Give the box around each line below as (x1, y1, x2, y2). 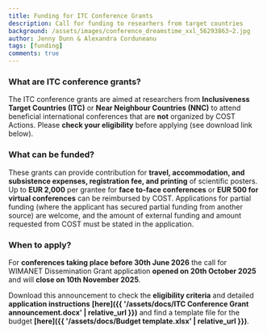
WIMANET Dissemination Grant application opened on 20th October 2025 (8, 266, 257, 276)
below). (8, 129, 34, 138)
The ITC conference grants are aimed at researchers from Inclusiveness (8, 95, 250, 104)
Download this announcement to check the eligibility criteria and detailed (8, 290, 254, 300)
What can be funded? (8, 149, 95, 160)
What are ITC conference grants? (8, 76, 141, 87)
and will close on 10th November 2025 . (8, 274, 141, 284)
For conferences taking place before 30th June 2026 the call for (8, 257, 227, 267)
